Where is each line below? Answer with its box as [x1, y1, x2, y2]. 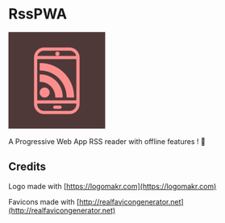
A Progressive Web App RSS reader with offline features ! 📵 [8, 136, 206, 146]
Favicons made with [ [8, 196, 80, 206]
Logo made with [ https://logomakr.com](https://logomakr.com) [8, 181, 217, 191]
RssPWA [8, 5, 67, 23]
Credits [8, 160, 47, 174]
